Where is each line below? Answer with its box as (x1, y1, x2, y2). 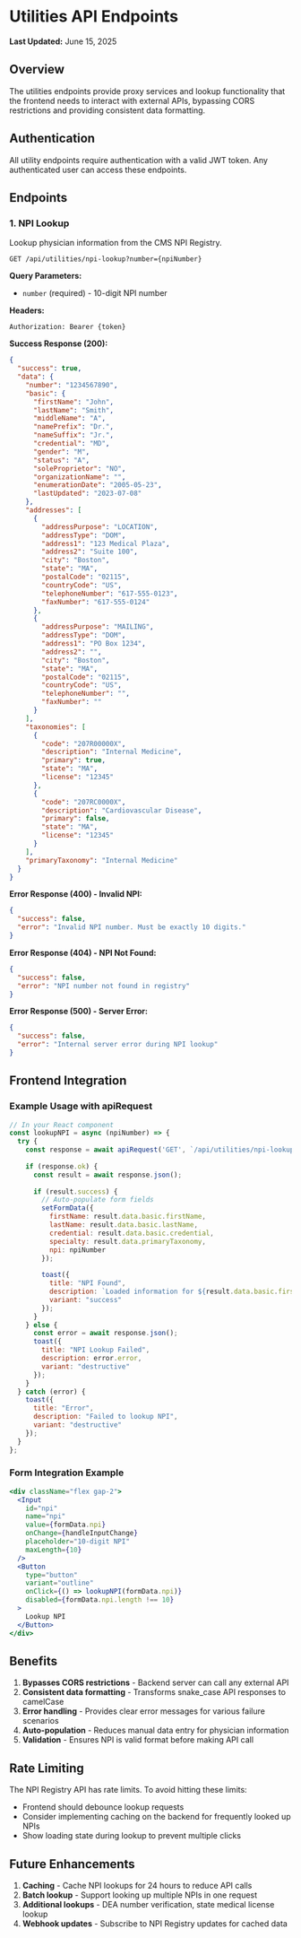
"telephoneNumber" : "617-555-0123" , (41, 589, 178, 598)
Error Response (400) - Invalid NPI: (9, 889, 143, 899)
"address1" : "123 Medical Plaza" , (41, 539, 170, 548)
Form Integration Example (9, 1466, 125, 1479)
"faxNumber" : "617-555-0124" (41, 597, 150, 606)
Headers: (9, 305, 45, 316)
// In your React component (9, 1120, 115, 1129)
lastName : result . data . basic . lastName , (48, 1221, 199, 1230)
